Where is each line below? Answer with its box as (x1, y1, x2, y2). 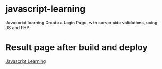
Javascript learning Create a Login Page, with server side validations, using (5, 20, 158, 25)
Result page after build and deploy (5, 42, 148, 53)
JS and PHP (5, 24, 30, 30)
